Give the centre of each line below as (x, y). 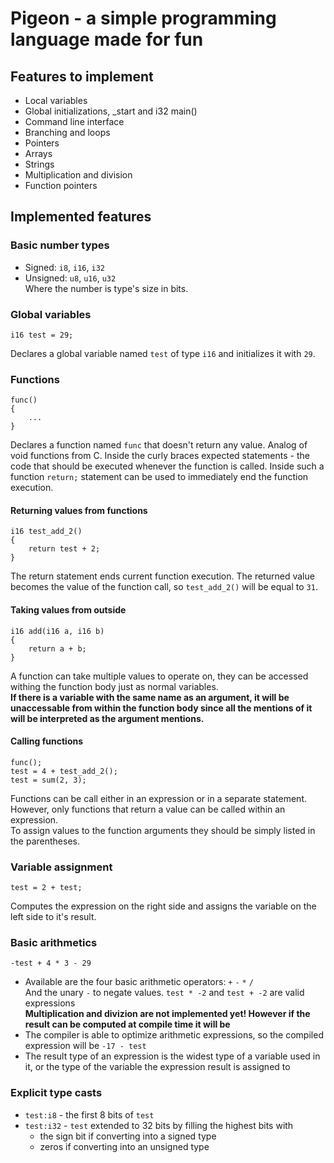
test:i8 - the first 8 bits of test (89, 1114)
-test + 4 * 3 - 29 (51, 963)
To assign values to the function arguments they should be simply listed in (163, 830)
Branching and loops (67, 132)
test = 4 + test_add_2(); (64, 771)
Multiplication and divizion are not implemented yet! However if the (167, 1014)
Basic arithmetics (54, 943)
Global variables (51, 314)
